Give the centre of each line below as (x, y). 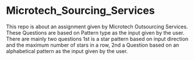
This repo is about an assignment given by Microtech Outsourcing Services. (97, 27)
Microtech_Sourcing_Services (81, 11)
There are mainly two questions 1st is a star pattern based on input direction (97, 39)
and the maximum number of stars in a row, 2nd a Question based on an (93, 45)
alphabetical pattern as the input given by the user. (67, 51)
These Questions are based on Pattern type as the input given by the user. (95, 32)
